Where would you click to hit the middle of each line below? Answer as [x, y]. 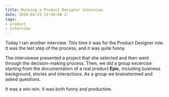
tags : [11, 19]
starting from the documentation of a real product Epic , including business [83, 69]
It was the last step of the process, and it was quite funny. [66, 48]
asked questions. [23, 79]
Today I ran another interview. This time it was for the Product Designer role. [85, 43]
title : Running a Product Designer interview [54, 10]
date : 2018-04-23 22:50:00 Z [36, 15]
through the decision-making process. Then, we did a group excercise [78, 63]
